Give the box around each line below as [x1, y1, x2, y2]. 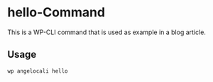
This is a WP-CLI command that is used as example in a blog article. [7, 28, 206, 36]
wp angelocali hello [7, 67, 69, 75]
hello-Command [7, 4, 105, 21]
